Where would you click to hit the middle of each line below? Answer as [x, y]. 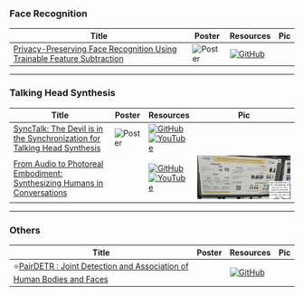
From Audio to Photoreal [58, 163]
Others [25, 231]
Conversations [40, 192]
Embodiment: [38, 173]
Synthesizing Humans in [58, 183]
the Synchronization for [57, 138]
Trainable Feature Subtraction [68, 59]
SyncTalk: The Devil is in [58, 129]
